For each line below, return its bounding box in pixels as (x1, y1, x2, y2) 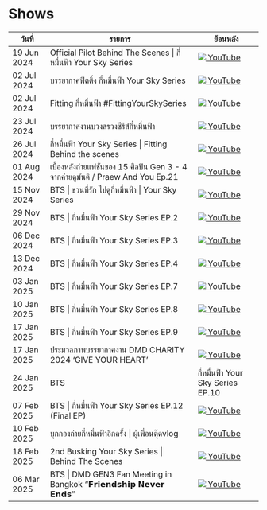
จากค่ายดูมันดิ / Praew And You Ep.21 (49, 171, 179, 182)
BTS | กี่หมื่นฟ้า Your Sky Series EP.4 (49, 258, 179, 269)
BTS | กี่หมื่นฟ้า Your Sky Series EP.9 (49, 326, 179, 337)
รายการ (109, 33, 131, 45)
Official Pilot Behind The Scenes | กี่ (49, 47, 181, 58)
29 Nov (12, 207, 41, 218)
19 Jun (12, 47, 40, 58)
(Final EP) (49, 410, 87, 421)
